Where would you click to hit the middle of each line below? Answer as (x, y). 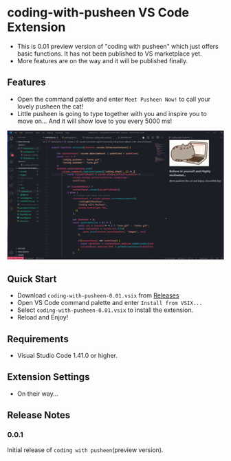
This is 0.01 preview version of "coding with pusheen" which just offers (118, 46)
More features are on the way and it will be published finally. (102, 60)
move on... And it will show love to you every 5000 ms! (95, 121)
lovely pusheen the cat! (50, 106)
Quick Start (32, 279)
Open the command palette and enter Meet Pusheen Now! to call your (114, 99)
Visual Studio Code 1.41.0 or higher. (67, 356)
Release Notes (39, 415)
